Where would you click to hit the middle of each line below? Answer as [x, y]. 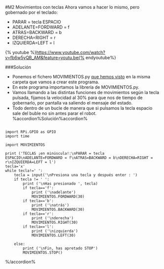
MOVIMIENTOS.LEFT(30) [54, 235]
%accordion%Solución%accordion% [50, 118]
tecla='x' [15, 167]
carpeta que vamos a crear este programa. [56, 82]
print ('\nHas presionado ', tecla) [60, 184]
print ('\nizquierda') [55, 231]
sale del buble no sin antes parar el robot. [54, 113]
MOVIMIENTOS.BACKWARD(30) [58, 209]
